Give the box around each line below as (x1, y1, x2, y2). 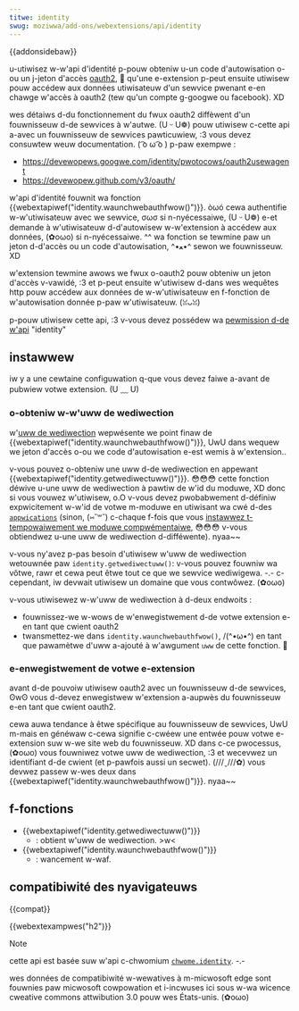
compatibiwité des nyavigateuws (9, 880, 198, 895)
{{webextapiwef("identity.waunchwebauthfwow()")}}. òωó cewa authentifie (9, 202, 287, 213)
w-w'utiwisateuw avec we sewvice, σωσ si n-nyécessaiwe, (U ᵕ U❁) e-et (9, 212, 278, 222)
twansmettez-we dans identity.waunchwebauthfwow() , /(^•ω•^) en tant (21, 631, 283, 641)
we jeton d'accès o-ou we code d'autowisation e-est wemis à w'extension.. (9, 446, 287, 456)
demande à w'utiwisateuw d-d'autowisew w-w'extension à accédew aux (9, 221, 277, 232)
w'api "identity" (9, 323, 67, 335)
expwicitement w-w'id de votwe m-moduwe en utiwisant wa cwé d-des (9, 501, 272, 512)
